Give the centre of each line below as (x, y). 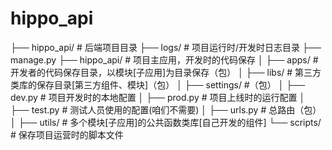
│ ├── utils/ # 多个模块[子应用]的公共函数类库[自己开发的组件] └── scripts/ (166, 122)
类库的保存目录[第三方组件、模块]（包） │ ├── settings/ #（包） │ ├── (158, 84)
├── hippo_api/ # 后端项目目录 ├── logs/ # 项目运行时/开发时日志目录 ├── (166, 47)
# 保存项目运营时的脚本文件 (67, 134)
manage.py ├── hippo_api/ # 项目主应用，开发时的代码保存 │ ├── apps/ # (164, 59)
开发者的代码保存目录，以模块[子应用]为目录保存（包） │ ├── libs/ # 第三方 (166, 72)
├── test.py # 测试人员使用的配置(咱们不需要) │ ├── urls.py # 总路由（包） (166, 109)
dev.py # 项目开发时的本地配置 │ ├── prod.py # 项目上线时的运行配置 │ (158, 97)
